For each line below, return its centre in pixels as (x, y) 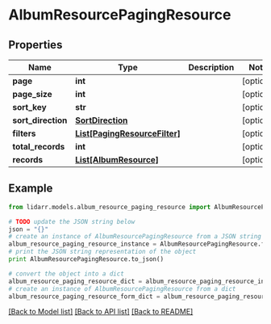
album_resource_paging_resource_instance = (83, 244)
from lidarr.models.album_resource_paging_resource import (110, 207)
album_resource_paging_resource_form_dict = (84, 297)
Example (31, 189)
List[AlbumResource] (117, 160)
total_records (39, 147)
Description (211, 67)
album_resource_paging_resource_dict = (75, 281)
